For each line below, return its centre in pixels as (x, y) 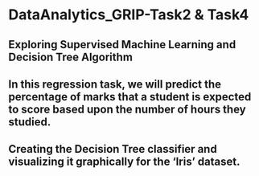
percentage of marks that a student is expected (130, 97)
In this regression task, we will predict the (115, 84)
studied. (30, 122)
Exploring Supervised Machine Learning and (122, 45)
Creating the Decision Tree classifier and (113, 149)
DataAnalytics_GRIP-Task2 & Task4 (129, 15)
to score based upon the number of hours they (127, 109)
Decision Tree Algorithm (70, 57)
